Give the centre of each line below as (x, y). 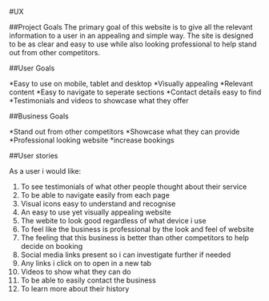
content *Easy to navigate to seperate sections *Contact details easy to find (135, 92)
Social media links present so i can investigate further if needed (126, 255)
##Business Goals (39, 116)
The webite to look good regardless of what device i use (113, 221)
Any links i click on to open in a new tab (86, 263)
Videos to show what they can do (76, 272)
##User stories (34, 156)
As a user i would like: (45, 171)
